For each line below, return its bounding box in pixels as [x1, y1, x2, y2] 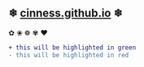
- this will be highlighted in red [8, 51, 129, 59]
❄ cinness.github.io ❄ [8, 6, 124, 20]
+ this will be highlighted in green [8, 44, 137, 52]
